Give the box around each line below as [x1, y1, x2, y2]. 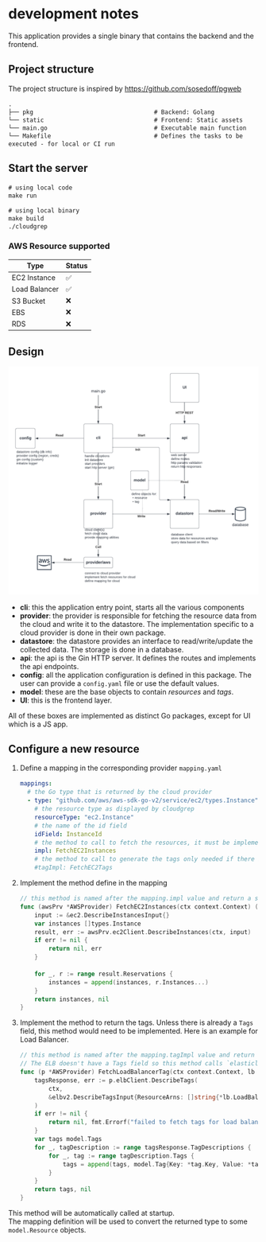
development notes [8, 5, 139, 23]
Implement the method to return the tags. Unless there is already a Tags [19, 1018, 254, 1027]
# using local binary [8, 206, 80, 215]
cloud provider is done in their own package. [19, 628, 167, 637]
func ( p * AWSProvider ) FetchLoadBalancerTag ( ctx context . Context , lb [19, 1068, 256, 1077]
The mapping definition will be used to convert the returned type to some [8, 1217, 248, 1226]
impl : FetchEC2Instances [34, 847, 117, 855]
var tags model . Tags [34, 1135, 102, 1143]
